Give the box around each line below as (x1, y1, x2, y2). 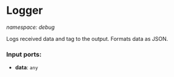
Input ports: (6, 50, 42, 58)
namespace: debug (6, 23, 55, 31)
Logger (6, 4, 43, 17)
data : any (14, 64, 38, 71)
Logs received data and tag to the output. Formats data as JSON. (6, 35, 169, 42)
